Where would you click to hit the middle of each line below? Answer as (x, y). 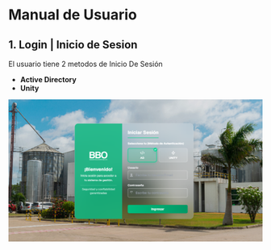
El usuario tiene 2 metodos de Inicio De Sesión (85, 64)
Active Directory (48, 79)
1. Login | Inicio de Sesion (73, 45)
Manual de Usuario (73, 15)
